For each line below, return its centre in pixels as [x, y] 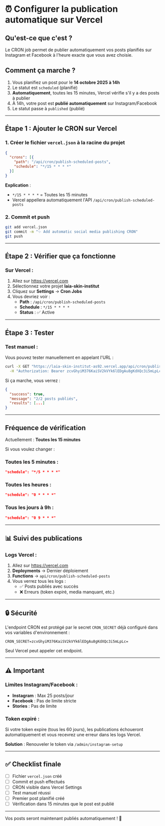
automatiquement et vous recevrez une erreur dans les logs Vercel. [73, 734]
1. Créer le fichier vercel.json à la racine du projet [65, 143]
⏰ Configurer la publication [62, 9]
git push [14, 236]
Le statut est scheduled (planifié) [45, 88]
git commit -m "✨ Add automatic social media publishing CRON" [72, 232]
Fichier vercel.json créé [37, 776]
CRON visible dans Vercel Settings [47, 787]
